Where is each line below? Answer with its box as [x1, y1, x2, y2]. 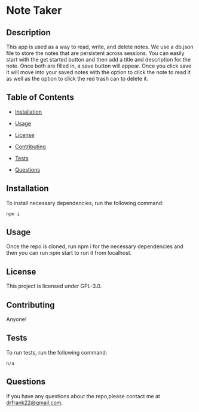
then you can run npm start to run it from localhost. [6, 249, 132, 257]
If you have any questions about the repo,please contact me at [6, 392, 160, 399]
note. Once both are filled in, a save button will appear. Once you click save [6, 62, 192, 69]
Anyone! [6, 316, 27, 323]
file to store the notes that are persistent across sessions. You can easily [6, 50, 185, 57]
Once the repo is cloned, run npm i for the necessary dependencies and [6, 243, 183, 250]
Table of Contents [6, 92, 75, 102]
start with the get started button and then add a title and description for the [6, 56, 191, 63]
